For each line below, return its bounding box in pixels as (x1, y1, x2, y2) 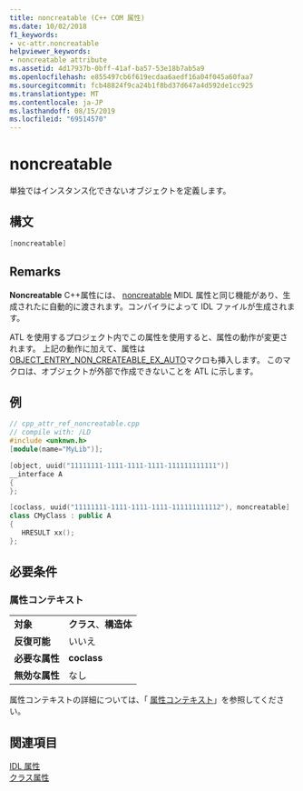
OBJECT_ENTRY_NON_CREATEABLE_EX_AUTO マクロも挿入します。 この (9, 354, 283, 365)
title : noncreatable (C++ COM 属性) (9, 13, 145, 23)
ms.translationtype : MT (9, 89, 100, 98)
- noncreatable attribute (9, 55, 107, 65)
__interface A (9, 469, 64, 478)
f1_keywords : (9, 30, 59, 39)
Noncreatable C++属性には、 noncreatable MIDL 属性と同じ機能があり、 (9, 289, 283, 300)
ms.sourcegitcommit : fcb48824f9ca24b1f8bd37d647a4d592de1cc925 (9, 81, 254, 90)
